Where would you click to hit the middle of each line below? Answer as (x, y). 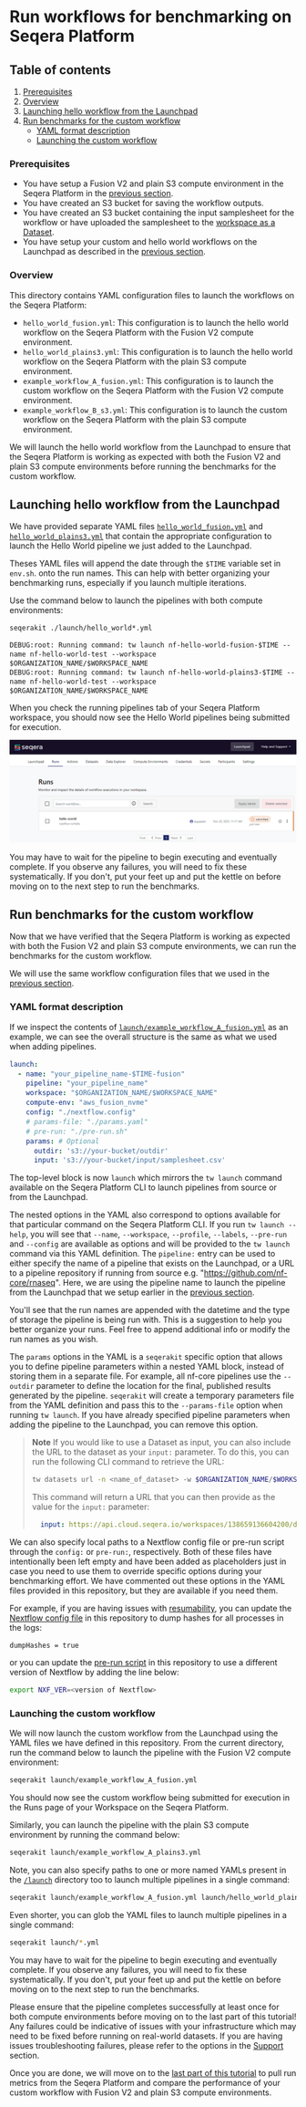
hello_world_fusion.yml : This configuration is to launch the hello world (156, 322)
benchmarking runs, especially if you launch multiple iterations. (128, 583)
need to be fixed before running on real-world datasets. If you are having (146, 2036)
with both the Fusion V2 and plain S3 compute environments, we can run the (153, 946)
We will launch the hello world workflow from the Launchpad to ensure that (150, 447)
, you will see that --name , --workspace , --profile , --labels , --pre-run (157, 1235)
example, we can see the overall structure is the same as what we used (143, 1037)
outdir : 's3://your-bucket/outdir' (101, 1151)
